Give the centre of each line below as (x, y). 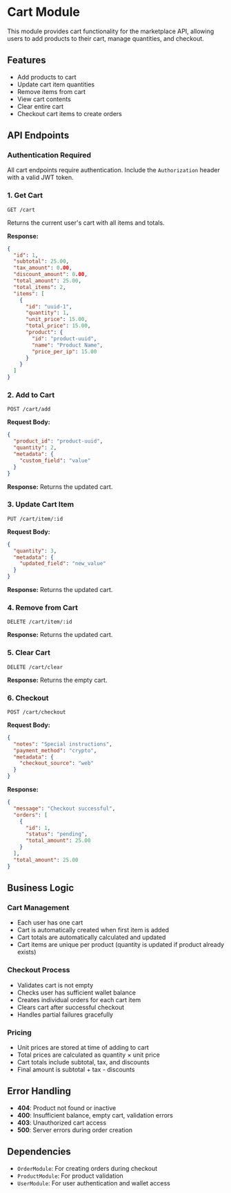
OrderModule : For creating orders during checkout (87, 1168)
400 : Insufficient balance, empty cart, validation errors (95, 1115)
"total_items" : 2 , (40, 287)
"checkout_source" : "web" (57, 764)
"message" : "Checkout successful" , (64, 808)
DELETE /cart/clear (35, 667)
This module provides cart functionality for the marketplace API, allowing (111, 31)
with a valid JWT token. (40, 178)
